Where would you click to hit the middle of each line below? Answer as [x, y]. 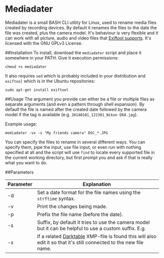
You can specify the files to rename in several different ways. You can [75, 142]
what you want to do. [26, 162]
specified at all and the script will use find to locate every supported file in [80, 152]
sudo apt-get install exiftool [37, 90]
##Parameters [20, 172]
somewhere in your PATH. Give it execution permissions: [62, 58]
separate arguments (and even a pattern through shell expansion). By [75, 104]
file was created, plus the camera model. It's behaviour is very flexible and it [82, 33]
